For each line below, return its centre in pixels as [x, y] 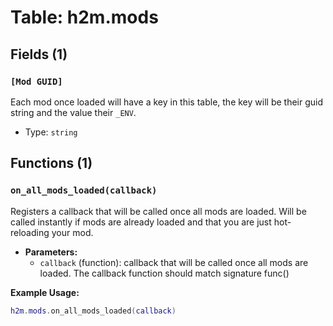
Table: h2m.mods [84, 17]
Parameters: [51, 252]
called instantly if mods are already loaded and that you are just [141, 222]
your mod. [72, 232]
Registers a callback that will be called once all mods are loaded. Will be [158, 211]
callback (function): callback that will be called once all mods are [174, 262]
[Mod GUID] [36, 81]
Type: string [51, 132]
